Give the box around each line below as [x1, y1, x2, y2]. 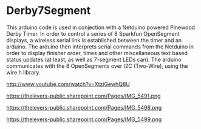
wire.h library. [6, 68, 41, 76]
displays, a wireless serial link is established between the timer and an [6, 36, 182, 44]
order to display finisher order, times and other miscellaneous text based [6, 49, 188, 56]
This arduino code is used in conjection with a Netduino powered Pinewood [6, 24, 196, 31]
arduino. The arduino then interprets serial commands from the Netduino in [6, 43, 194, 50]
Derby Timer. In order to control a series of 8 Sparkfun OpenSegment [6, 30, 180, 37]
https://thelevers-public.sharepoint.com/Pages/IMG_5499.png [6, 116, 162, 123]
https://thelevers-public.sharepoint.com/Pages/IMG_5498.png [6, 104, 162, 111]
